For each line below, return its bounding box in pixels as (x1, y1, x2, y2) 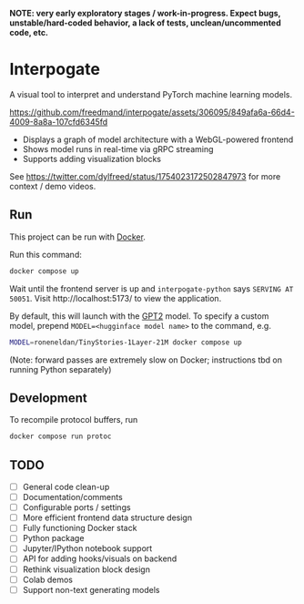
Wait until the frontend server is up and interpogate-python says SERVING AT (9, 282, 294, 294)
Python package (22, 533, 85, 544)
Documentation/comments (22, 492, 123, 503)
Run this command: (9, 249, 82, 260)
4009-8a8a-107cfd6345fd (9, 116, 108, 127)
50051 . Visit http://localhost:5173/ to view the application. (9, 292, 222, 303)
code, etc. (9, 27, 48, 37)
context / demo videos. (9, 180, 96, 191)
